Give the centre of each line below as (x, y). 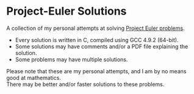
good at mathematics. (34, 78)
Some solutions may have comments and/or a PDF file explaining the (102, 46)
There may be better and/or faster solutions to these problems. (85, 84)
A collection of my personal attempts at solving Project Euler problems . (95, 28)
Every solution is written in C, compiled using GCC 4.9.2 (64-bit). (97, 40)
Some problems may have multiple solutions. (71, 59)
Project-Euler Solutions (66, 11)
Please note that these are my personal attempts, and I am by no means (96, 71)
